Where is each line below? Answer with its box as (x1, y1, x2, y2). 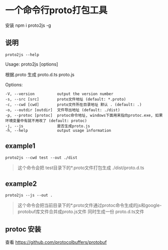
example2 (5, 179, 37, 188)
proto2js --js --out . (5, 193, 53, 198)
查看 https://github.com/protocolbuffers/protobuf (5, 239, 107, 245)
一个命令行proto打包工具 (5, 5, 108, 16)
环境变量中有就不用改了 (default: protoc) (5, 118, 87, 123)
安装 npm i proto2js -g (5, 22, 51, 28)
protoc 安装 (5, 225, 41, 233)
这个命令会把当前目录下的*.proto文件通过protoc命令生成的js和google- (17, 203, 162, 209)
